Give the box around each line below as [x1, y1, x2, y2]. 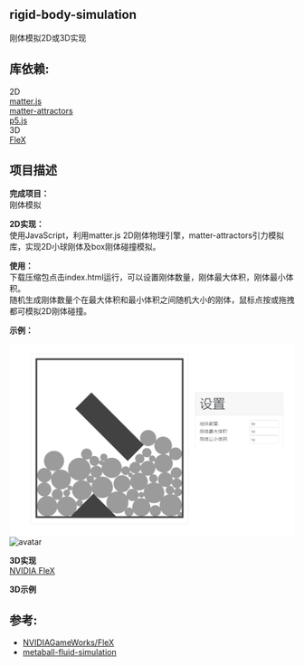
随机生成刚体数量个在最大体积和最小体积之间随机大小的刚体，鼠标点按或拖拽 [9, 294, 295, 306]
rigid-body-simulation [9, 7, 138, 23]
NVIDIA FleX [9, 565, 56, 576]
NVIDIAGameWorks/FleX [22, 637, 115, 648]
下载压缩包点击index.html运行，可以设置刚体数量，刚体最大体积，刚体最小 [9, 271, 287, 283]
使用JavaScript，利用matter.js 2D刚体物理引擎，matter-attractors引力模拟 [9, 230, 285, 241]
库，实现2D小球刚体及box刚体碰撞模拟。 [9, 242, 161, 252]
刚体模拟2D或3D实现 [9, 32, 87, 43]
